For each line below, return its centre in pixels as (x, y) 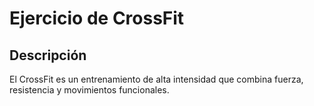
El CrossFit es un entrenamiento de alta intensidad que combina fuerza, (156, 79)
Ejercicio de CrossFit (97, 18)
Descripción (48, 55)
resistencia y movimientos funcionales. (89, 90)
